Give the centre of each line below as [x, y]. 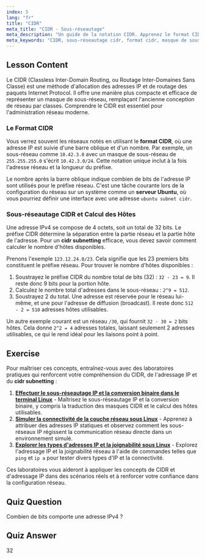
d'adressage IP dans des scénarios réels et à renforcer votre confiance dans [103, 476]
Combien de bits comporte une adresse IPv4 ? [65, 517]
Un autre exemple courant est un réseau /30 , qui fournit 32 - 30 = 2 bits [97, 322]
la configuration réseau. [36, 483]
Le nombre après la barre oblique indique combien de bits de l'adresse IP [99, 179]
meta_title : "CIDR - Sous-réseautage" [56, 29]
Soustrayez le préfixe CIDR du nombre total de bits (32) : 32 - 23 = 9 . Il [105, 277]
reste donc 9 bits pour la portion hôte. [63, 284]
